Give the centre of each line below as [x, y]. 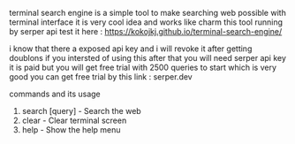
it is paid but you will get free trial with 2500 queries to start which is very [143, 67]
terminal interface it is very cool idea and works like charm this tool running [146, 22]
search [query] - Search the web [81, 111]
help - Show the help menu [71, 130]
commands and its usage [55, 94]
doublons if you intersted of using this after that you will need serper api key [148, 58]
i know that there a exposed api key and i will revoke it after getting [131, 49]
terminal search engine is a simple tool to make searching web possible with [148, 13]
